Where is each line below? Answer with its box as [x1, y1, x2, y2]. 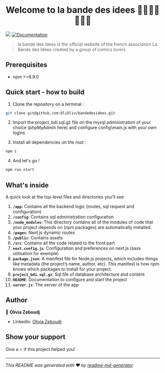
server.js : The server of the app [12, 282, 79, 287]
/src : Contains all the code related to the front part [12, 240, 115, 246]
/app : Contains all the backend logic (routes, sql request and [12, 203, 134, 209]
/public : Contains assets [12, 235, 63, 240]
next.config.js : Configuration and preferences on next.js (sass [12, 245, 141, 251]
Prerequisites [5, 61, 47, 69]
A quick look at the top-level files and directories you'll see [5, 194, 124, 200]
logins [12, 130, 25, 136]
